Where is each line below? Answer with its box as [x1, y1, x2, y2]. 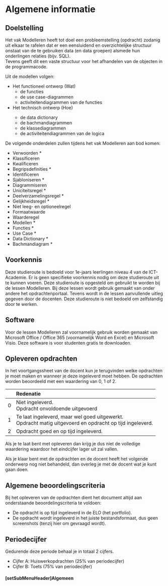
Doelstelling [5, 24, 44, 32]
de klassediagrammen [20, 125, 66, 131]
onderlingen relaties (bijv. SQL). [5, 53, 71, 59]
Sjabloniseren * [12, 177, 45, 182]
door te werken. [5, 301, 38, 307]
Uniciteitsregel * [12, 187, 46, 193]
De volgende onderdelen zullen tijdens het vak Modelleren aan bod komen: [5, 140, 161, 146]
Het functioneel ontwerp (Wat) [12, 83, 76, 89]
